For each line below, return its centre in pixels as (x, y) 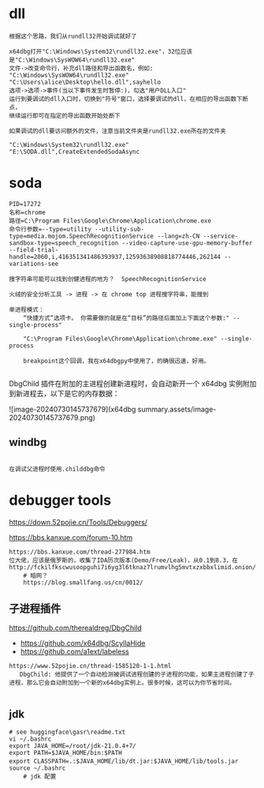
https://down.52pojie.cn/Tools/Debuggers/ (78, 522)
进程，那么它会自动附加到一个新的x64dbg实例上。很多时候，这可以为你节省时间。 (122, 683)
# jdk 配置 (40, 777)
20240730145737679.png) (52, 417)
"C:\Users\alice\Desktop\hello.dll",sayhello (85, 82)
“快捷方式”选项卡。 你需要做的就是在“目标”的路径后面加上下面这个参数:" (126, 318)
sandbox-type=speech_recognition (64, 243)
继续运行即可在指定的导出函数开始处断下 (65, 115)
